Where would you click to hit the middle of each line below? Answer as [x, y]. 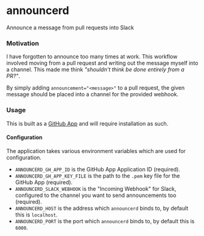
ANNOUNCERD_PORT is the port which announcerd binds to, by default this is [105, 221]
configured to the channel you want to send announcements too [96, 195]
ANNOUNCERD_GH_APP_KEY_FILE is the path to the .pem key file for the [97, 176]
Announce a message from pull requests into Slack [70, 27]
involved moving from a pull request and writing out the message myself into [102, 63]
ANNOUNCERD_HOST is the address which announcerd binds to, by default [102, 208]
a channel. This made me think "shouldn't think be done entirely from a [95, 70]
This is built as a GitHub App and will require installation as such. [87, 123]
